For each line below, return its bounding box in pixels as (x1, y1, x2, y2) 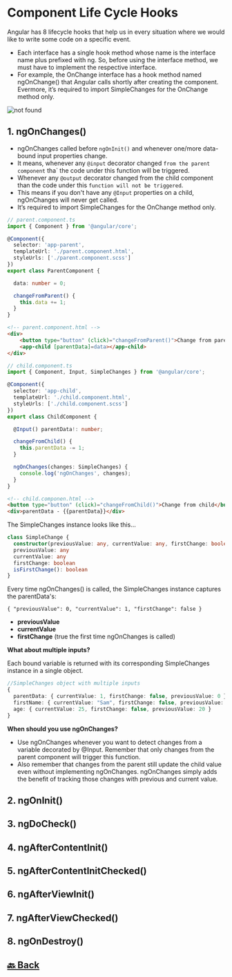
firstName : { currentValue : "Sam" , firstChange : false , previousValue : (13, 699, 224, 706)
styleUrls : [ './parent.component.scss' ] (13, 254, 131, 262)
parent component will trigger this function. (17, 752, 141, 761)
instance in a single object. (7, 667, 84, 675)
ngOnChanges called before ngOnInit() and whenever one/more (17, 144, 202, 153)
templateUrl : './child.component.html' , (13, 394, 131, 401)
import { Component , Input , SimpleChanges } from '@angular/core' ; (7, 368, 206, 376)
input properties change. (37, 151, 108, 160)
